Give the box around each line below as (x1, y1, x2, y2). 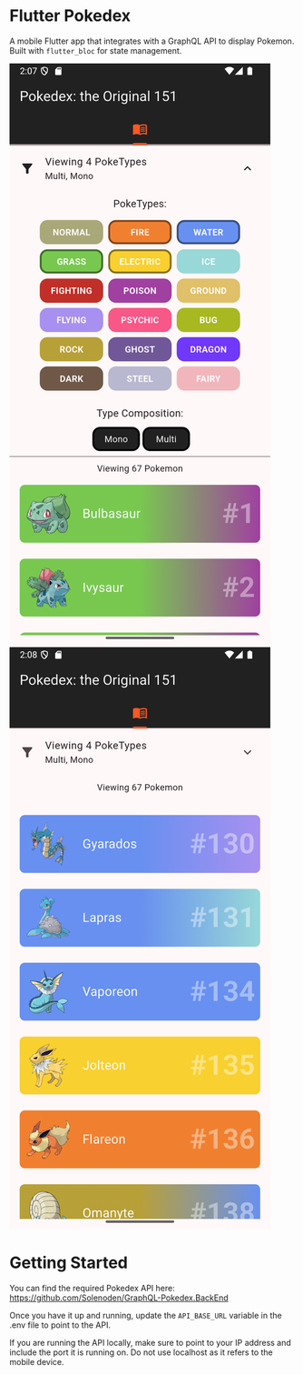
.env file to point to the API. (9, 1320, 112, 1330)
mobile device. (9, 1356, 65, 1367)
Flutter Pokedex (9, 5, 132, 26)
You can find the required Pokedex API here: (9, 1282, 175, 1293)
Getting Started (9, 1252, 129, 1273)
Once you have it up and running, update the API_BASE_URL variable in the (9, 1310, 283, 1320)
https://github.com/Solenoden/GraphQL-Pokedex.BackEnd (9, 1292, 229, 1303)
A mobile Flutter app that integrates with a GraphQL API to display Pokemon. (9, 35, 295, 46)
